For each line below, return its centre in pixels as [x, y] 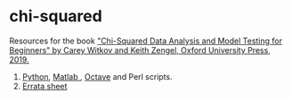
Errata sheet [45, 86]
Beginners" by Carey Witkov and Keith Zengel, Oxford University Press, [140, 50]
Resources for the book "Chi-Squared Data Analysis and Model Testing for [146, 41]
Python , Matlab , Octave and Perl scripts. [97, 76]
